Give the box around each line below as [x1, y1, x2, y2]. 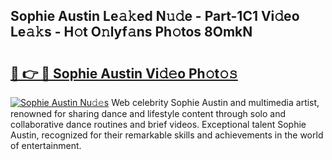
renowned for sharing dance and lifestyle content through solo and [10, 108, 286, 119]
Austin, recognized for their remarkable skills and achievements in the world [10, 129, 324, 141]
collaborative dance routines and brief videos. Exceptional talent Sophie [10, 119, 307, 130]
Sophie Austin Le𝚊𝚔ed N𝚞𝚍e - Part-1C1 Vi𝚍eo [10, 8, 300, 25]
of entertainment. [10, 140, 82, 151]
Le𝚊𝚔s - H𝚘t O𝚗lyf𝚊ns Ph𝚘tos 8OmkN [10, 24, 253, 41]
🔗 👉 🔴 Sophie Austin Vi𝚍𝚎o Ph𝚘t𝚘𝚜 [10, 65, 238, 82]
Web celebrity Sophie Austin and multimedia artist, [111, 97, 320, 108]
